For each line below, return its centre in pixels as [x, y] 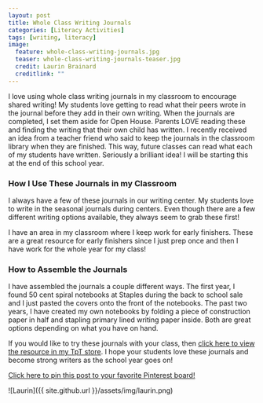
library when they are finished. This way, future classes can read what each [130, 146]
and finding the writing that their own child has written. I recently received [128, 130]
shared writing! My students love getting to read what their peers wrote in [127, 104]
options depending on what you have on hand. [83, 328]
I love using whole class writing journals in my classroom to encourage [122, 96]
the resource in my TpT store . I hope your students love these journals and [128, 352]
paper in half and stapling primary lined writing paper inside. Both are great [130, 320]
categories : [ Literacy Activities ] [66, 30]
